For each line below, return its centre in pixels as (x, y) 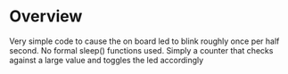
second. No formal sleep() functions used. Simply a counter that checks (141, 50)
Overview (46, 16)
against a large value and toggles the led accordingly (107, 60)
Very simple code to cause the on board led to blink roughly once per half (144, 41)
